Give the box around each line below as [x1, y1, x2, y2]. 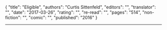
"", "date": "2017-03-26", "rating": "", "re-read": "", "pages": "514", [5, 9, 142, 15]
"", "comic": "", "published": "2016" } [22, 15, 98, 20]
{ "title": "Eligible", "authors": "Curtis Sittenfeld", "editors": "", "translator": [5, 4, 156, 10]
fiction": [5, 15, 21, 20]
